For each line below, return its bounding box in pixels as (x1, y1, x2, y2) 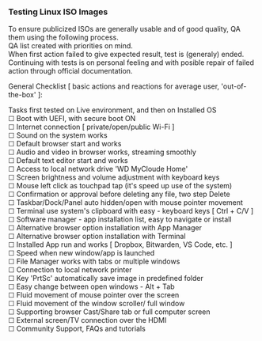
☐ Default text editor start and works (8, 156, 128, 165)
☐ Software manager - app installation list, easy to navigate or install (8, 214, 232, 224)
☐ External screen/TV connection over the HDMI (8, 316, 167, 325)
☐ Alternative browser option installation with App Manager (8, 223, 202, 233)
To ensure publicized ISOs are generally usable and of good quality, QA (8, 25, 241, 34)
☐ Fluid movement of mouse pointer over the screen (8, 290, 180, 300)
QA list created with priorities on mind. (8, 41, 133, 51)
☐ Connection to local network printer (8, 265, 132, 275)
